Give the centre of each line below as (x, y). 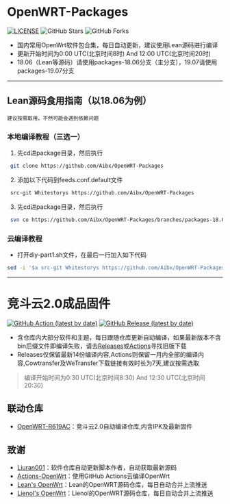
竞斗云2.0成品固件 (59, 304)
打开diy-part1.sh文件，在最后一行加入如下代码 (82, 255)
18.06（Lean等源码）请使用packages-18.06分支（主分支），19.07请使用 (117, 62)
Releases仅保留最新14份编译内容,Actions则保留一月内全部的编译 (107, 354)
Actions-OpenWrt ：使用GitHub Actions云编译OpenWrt (93, 476)
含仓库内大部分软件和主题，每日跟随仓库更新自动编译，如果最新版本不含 (119, 337)
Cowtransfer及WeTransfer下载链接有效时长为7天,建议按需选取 (112, 363)
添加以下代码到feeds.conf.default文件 (70, 179)
